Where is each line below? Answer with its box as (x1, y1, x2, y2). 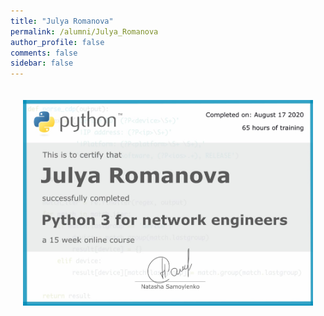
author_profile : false (10, 37, 105, 47)
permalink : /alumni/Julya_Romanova (10, 26, 159, 37)
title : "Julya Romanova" (10, 16, 114, 26)
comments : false (10, 48, 78, 58)
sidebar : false (10, 58, 74, 69)
